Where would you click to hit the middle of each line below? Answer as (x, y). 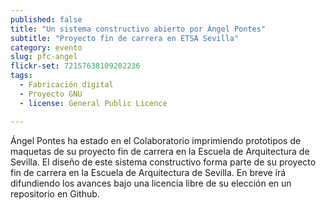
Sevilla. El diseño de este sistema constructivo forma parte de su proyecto (163, 162)
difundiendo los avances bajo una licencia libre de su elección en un (151, 183)
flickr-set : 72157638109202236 (75, 66)
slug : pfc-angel (44, 57)
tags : (21, 76)
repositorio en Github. (55, 193)
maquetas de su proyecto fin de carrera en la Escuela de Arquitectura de (160, 151)
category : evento (46, 47)
